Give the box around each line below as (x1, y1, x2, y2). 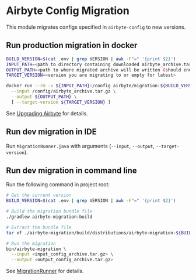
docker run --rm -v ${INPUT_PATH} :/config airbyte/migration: (6, 83, 160, 89)
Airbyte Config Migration (6, 4, 129, 18)
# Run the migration (6, 240, 57, 247)
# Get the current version (6, 192, 72, 199)
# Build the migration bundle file (6, 209, 93, 214)
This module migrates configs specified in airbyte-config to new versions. (6, 23, 186, 30)
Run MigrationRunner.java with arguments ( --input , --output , (6, 142, 155, 149)
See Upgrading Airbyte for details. (6, 110, 89, 117)
